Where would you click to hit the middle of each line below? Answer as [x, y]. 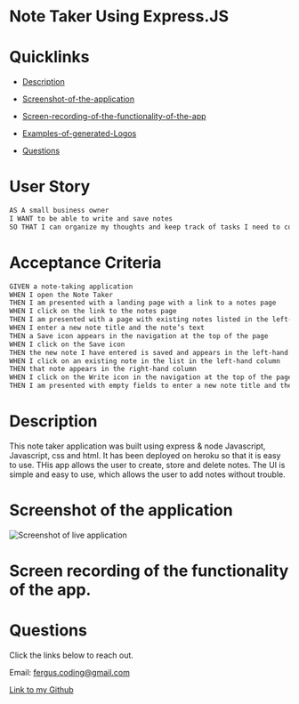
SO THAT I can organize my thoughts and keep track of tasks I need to [145, 227]
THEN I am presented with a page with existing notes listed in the [139, 320]
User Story [50, 186]
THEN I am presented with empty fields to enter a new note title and [143, 386]
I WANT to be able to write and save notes [91, 218]
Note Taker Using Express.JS [119, 16]
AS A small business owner [59, 211]
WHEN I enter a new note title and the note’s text [107, 328]
